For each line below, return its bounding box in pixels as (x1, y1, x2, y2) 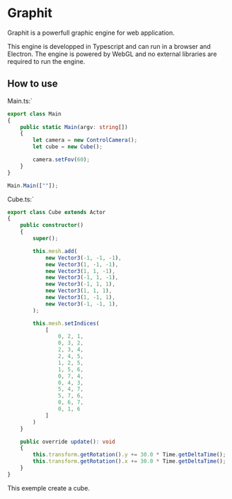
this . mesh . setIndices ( (33, 320, 100, 327)
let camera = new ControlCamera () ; (33, 137, 138, 144)
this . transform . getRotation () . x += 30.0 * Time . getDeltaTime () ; (33, 458, 226, 465)
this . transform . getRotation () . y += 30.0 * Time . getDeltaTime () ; (33, 452, 226, 459)
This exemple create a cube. (7, 483, 91, 492)
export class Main (7, 110, 62, 118)
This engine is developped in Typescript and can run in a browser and (7, 42, 211, 50)
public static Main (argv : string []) (20, 123, 129, 130)
